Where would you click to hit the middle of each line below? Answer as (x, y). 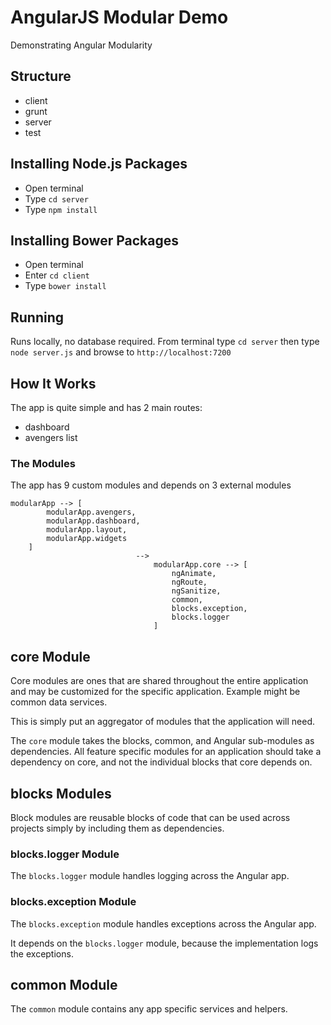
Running (37, 317)
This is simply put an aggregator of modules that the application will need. (163, 722)
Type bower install (65, 286)
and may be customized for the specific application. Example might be (155, 692)
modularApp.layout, (87, 530)
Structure (41, 76)
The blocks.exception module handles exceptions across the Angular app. (163, 923)
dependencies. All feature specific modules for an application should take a (166, 752)
